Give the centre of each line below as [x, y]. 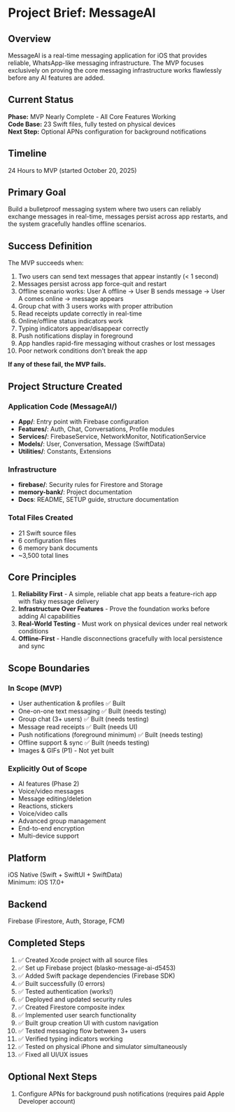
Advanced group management [62, 821]
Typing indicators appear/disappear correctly [83, 329]
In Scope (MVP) [35, 688]
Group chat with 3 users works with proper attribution [95, 307]
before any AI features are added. [57, 78]
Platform [27, 858]
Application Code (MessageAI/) [63, 406]
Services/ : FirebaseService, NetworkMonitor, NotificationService [112, 436]
